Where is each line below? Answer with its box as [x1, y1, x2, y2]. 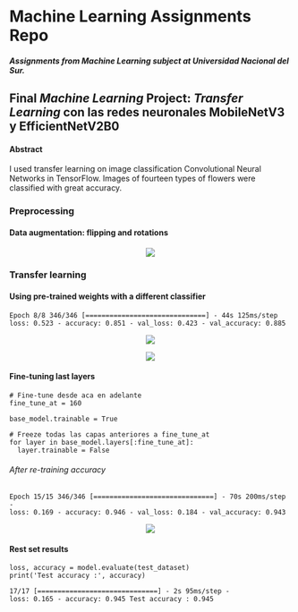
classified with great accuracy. [9, 183, 123, 193]
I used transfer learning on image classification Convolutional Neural [9, 164, 262, 174]
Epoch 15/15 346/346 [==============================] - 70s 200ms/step [9, 492, 286, 502]
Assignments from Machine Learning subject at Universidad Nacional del [9, 55, 289, 66]
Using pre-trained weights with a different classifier [9, 291, 206, 302]
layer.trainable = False [17, 446, 110, 455]
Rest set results [9, 543, 69, 554]
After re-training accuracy [9, 464, 106, 475]
